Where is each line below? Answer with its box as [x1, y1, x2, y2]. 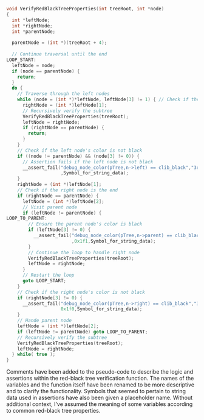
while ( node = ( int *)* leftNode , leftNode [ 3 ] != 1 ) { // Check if [17, 96, 189, 102]
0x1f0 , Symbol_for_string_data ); [60, 306, 143, 312]
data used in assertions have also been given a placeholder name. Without [6, 394, 193, 402]
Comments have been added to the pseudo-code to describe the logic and [6, 368, 194, 376]
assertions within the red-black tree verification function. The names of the [6, 375, 194, 382]
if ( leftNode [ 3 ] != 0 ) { [28, 227, 91, 233]
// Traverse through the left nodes [17, 91, 110, 97]
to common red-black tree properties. [6, 407, 101, 415]
